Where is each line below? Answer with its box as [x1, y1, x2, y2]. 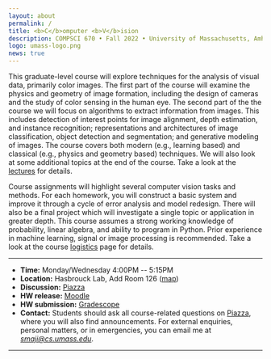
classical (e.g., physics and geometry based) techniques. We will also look [8, 149, 256, 158]
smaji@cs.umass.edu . [19, 334, 94, 344]
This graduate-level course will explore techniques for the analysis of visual [8, 72, 260, 81]
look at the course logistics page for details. [8, 242, 155, 251]
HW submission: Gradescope [19, 300, 120, 309]
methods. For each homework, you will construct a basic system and [8, 191, 237, 200]
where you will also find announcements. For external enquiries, [19, 317, 233, 326]
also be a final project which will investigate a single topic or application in [8, 208, 255, 217]
